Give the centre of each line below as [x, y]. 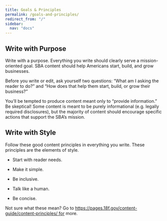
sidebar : [14, 24]
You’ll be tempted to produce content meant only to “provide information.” [81, 101]
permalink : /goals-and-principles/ [42, 14]
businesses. [17, 71]
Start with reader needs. [37, 160]
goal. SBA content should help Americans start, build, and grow [88, 66]
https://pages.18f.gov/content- [106, 208]
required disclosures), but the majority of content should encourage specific [83, 111]
